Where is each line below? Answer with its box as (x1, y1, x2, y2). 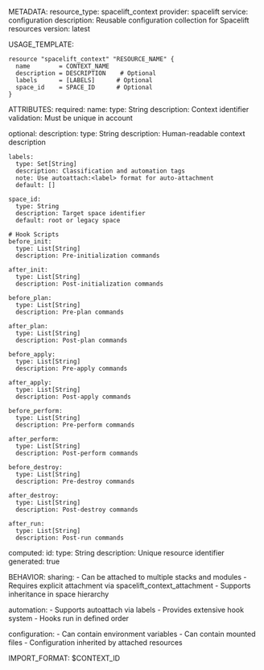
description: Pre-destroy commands (15, 477, 135, 485)
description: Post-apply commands (15, 393, 131, 401)
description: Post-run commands (15, 534, 125, 542)
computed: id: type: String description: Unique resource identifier (8, 548, 225, 557)
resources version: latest (8, 24, 91, 33)
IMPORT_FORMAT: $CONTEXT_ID (8, 653, 121, 663)
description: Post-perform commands (15, 449, 138, 457)
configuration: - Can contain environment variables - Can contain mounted (8, 629, 256, 639)
